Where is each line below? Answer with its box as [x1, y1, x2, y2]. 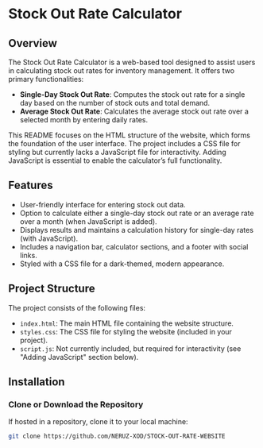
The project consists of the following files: [8, 303, 145, 312]
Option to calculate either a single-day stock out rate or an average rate [19, 208, 254, 218]
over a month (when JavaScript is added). [19, 216, 157, 226]
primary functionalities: [8, 75, 84, 83]
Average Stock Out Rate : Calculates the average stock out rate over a [19, 106, 249, 116]
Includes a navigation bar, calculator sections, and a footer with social [19, 241, 249, 251]
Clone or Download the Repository [8, 399, 144, 410]
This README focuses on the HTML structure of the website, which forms [8, 130, 250, 140]
